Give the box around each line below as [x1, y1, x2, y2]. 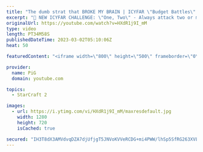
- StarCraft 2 [11, 92, 47, 98]
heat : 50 [6, 43, 28, 49]
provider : [6, 64, 31, 70]
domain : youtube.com [11, 75, 63, 81]
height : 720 [17, 119, 47, 125]
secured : [6, 136, 28, 142]
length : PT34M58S [6, 31, 50, 37]
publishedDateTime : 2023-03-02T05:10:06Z [6, 37, 112, 43]
